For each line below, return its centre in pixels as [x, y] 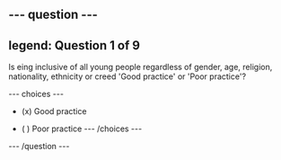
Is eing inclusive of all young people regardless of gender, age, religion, [140, 67]
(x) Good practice [54, 111]
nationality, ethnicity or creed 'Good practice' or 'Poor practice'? [127, 76]
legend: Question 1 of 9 [75, 45]
